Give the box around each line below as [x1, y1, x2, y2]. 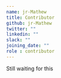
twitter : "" [6, 25, 36, 32]
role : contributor [6, 48, 55, 54]
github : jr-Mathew [6, 20, 52, 26]
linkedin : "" [6, 31, 39, 37]
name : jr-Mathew [6, 8, 47, 15]
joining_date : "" [6, 43, 50, 49]
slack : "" [6, 37, 31, 43]
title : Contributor [6, 15, 55, 21]
